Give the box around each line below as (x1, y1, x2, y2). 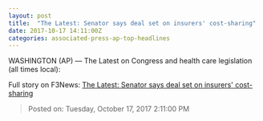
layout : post (8, 11, 52, 20)
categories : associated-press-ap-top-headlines (8, 34, 171, 42)
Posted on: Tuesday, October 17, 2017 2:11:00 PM (27, 104, 190, 114)
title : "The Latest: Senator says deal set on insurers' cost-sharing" (8, 19, 257, 27)
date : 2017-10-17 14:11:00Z (8, 26, 103, 34)
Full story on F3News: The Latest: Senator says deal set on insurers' (8, 80, 234, 90)
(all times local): (8, 65, 61, 75)
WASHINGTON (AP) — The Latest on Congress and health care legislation (8, 56, 253, 66)
